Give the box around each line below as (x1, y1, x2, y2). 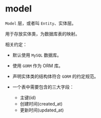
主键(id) (19, 94, 36, 100)
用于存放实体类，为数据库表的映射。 (5, 30, 80, 36)
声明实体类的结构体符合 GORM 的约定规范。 (12, 73, 99, 79)
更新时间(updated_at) (19, 107, 64, 113)
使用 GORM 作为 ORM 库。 (12, 62, 63, 68)
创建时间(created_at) (19, 100, 63, 106)
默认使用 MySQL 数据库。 (12, 52, 61, 58)
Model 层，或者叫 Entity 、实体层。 (5, 20, 76, 26)
